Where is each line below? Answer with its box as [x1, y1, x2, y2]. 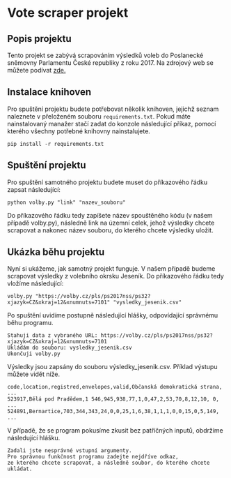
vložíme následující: [7, 279, 64, 287]
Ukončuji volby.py [7, 350, 61, 357]
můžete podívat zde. [7, 66, 66, 74]
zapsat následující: [7, 185, 61, 193]
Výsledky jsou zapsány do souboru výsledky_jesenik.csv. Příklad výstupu [7, 363, 218, 371]
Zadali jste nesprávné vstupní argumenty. [7, 447, 132, 454]
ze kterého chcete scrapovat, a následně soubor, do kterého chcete [7, 459, 210, 467]
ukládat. [7, 465, 33, 472]
